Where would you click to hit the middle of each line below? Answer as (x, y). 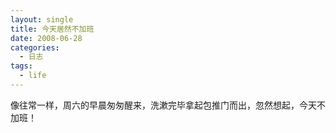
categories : (35, 47)
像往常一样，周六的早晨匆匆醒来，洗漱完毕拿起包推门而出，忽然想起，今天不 (168, 105)
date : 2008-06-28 (46, 38)
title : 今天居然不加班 (52, 29)
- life (33, 76)
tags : (21, 66)
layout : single (42, 19)
